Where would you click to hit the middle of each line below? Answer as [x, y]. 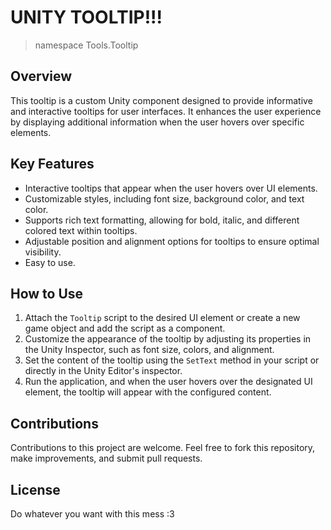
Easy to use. [50, 262]
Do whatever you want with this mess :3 [92, 514]
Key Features [52, 164]
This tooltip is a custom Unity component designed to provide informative [161, 100]
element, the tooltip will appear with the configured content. [148, 392]
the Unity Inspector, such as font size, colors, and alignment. [149, 350]
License [35, 489]
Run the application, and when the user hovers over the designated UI [168, 382]
